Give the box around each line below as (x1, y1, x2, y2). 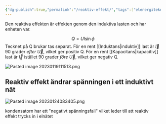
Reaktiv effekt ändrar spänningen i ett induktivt (5, 78, 154, 86)
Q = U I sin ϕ (71, 36, 95, 41)
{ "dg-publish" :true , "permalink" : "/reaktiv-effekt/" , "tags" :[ (5, 7, 134, 12)
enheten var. (5, 26, 31, 32)
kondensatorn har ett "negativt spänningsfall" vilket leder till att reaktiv (5, 108, 149, 114)
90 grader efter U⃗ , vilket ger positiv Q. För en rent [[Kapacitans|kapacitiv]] (5, 48, 158, 54)
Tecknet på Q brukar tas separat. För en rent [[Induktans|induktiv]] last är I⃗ (5, 43, 160, 49)
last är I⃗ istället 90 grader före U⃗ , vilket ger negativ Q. (5, 54, 119, 60)
